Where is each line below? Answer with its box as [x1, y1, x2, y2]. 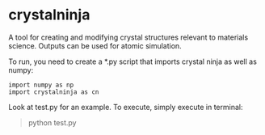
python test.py [27, 117, 77, 127]
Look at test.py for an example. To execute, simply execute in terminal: [8, 102, 243, 112]
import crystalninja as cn [8, 87, 99, 96]
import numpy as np [8, 81, 74, 89]
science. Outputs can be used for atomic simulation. [8, 40, 182, 50]
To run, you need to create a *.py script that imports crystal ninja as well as [8, 57, 257, 66]
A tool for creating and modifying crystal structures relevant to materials [8, 32, 249, 42]
